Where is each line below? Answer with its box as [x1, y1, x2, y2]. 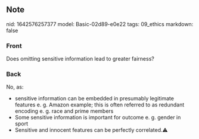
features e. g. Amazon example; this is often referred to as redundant [14, 101, 185, 109]
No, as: [6, 83, 24, 91]
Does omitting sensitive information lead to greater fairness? [6, 55, 155, 62]
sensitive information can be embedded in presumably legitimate [14, 95, 175, 102]
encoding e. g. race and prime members [14, 108, 114, 115]
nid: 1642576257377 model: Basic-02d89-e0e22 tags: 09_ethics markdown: [6, 20, 194, 27]
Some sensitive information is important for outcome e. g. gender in [14, 114, 181, 121]
